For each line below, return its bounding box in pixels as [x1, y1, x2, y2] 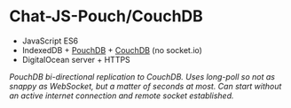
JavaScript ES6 [21, 35, 79, 46]
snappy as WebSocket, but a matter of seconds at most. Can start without [9, 81, 282, 91]
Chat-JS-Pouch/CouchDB [9, 6, 204, 27]
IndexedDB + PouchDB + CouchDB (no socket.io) [21, 44, 202, 55]
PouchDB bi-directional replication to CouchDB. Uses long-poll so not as [9, 71, 275, 81]
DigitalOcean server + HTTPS [21, 54, 130, 65]
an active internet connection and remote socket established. [9, 90, 234, 101]
